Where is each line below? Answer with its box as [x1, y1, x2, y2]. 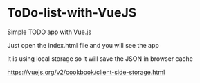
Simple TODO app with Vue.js [7, 28, 92, 36]
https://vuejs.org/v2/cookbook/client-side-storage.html [7, 68, 165, 76]
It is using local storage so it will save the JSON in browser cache [7, 54, 194, 63]
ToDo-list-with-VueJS [7, 5, 137, 21]
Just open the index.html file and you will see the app [7, 41, 159, 49]
